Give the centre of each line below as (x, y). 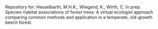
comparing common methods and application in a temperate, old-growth (79, 17)
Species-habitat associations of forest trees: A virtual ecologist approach (79, 12)
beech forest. (19, 22)
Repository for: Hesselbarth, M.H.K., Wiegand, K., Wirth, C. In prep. (73, 7)
